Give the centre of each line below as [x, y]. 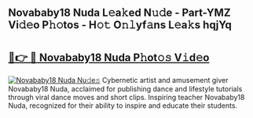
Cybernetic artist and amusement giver [165, 80]
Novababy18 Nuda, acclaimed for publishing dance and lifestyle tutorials [125, 89]
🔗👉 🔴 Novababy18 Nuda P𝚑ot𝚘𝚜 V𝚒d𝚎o [109, 57]
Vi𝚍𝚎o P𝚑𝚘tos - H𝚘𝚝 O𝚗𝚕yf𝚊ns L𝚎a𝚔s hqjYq [120, 25]
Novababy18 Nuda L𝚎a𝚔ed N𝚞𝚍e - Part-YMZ [119, 13]
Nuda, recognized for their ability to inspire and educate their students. [123, 105]
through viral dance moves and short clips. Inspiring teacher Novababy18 [126, 97]
